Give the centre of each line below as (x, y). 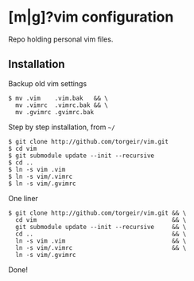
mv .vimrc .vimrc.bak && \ (62, 105)
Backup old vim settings (48, 83)
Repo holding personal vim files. (61, 39)
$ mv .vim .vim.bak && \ (58, 98)
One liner (23, 198)
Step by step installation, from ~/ (62, 127)
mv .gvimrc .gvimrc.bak (54, 112)
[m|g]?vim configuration (91, 17)
